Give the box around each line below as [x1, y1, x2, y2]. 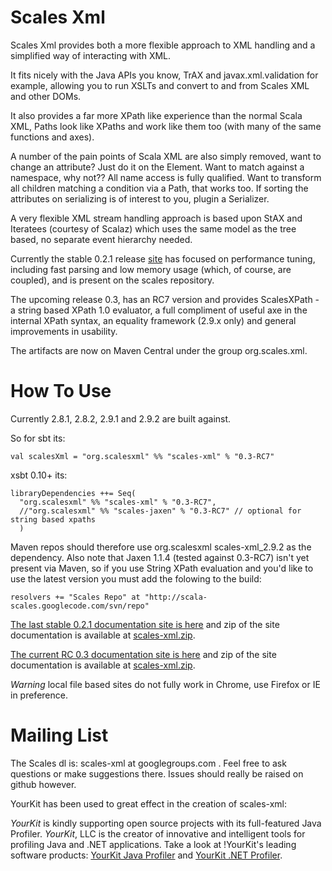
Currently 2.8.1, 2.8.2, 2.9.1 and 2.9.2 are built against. [10, 412, 232, 425]
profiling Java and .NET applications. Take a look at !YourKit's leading [10, 838, 297, 850]
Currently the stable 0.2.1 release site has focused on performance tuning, [10, 252, 316, 265]
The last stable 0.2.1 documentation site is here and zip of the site [10, 618, 280, 630]
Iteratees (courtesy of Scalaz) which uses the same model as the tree [10, 222, 297, 235]
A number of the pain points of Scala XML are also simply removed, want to [10, 150, 322, 162]
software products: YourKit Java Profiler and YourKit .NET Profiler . [10, 849, 283, 861]
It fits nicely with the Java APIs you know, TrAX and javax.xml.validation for [10, 69, 319, 81]
